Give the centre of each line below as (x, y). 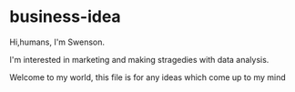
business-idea (65, 17)
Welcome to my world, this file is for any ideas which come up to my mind (147, 77)
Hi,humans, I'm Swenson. (57, 42)
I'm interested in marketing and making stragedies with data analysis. (139, 59)
